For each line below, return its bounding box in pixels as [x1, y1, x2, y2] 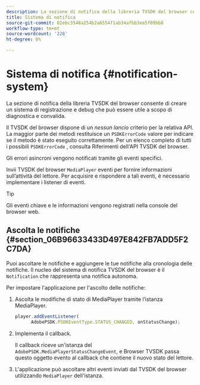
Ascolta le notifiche [6, 225, 80, 235]
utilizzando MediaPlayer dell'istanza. [14, 372, 104, 379]
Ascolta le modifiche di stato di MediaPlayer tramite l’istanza [14, 296, 163, 303]
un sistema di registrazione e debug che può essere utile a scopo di [6, 105, 173, 113]
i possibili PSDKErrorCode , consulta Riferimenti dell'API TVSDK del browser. [6, 142, 189, 150]
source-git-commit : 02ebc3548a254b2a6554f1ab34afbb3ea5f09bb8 [6, 20, 164, 26]
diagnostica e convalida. [6, 112, 66, 119]
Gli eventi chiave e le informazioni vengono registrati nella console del [6, 201, 178, 209]
